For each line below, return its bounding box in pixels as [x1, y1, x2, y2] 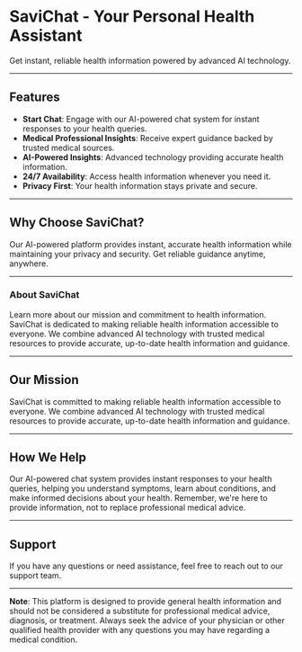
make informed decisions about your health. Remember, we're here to [9, 493, 268, 504]
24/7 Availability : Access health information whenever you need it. [22, 171, 271, 182]
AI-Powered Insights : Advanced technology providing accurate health [22, 151, 284, 163]
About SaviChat [9, 289, 80, 301]
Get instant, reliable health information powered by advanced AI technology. [9, 55, 291, 66]
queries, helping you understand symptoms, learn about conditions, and [9, 483, 277, 494]
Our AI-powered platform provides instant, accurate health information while [9, 238, 292, 249]
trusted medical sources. [22, 142, 115, 153]
